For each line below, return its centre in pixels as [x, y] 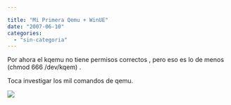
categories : [25, 33]
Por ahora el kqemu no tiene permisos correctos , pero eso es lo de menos [115, 60]
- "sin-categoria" [41, 39]
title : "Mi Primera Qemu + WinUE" [58, 20]
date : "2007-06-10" [36, 26]
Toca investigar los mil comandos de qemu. [70, 81]
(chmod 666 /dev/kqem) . [44, 67]
